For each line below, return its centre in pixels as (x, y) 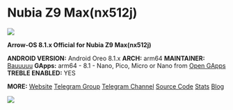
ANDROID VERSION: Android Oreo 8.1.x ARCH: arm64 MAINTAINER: (106, 58)
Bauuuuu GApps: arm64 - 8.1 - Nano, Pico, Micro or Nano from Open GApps (116, 65)
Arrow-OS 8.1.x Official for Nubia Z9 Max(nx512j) (79, 45)
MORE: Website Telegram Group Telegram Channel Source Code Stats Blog (116, 86)
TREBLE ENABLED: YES (41, 73)
